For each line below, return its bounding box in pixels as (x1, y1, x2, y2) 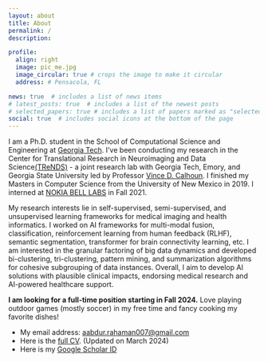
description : (8, 34, 52, 42)
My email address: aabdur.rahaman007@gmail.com (19, 328, 190, 337)
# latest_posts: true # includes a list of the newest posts (8, 100, 219, 108)
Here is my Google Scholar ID (19, 344, 117, 354)
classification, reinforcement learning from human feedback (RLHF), (8, 229, 232, 238)
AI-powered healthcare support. (8, 280, 114, 289)
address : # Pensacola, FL (15, 78, 102, 86)
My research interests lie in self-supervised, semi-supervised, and (8, 203, 227, 213)
